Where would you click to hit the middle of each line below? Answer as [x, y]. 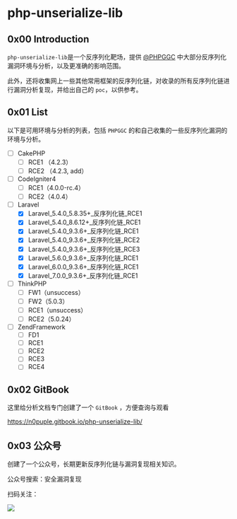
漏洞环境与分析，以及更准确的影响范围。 [66, 66]
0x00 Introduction [48, 39]
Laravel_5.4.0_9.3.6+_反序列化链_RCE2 [84, 240]
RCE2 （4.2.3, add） [58, 170]
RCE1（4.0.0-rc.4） [56, 188]
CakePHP [31, 153]
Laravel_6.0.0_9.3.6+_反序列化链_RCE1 [83, 267]
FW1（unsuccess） [56, 292]
